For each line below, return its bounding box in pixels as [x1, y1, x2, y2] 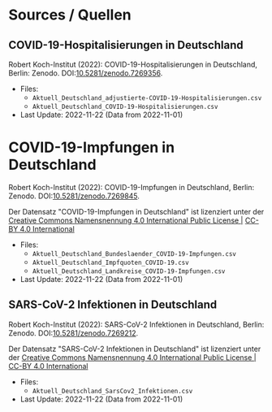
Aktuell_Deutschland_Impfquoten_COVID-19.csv [32, 258, 189, 267]
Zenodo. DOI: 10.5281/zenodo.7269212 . [8, 327, 139, 338]
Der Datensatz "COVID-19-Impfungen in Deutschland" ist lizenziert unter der [8, 206, 265, 216]
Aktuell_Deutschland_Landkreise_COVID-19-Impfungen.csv [32, 267, 226, 275]
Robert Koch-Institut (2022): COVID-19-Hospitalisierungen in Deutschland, [8, 59, 258, 69]
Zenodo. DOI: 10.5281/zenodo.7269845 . [8, 191, 140, 201]
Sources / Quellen [8, 6, 132, 24]
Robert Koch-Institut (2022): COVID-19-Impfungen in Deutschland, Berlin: [8, 182, 255, 192]
